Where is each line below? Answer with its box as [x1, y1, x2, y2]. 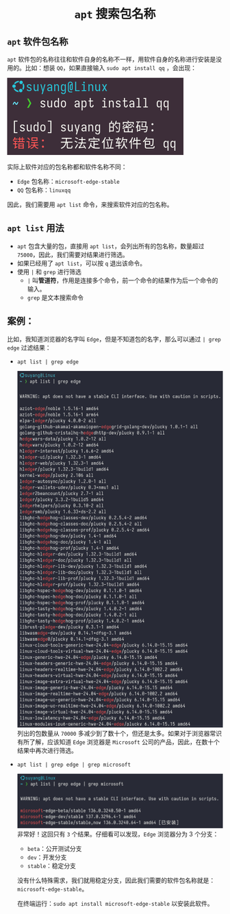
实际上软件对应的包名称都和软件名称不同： [7, 163, 127, 171]
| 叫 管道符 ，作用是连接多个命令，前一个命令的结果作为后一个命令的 [27, 276, 218, 285]
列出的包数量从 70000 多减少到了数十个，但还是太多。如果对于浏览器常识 [16, 729, 222, 737]
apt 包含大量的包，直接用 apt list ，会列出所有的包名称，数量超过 [16, 241, 205, 250]
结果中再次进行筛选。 [16, 746, 77, 754]
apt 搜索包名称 [74, 6, 156, 22]
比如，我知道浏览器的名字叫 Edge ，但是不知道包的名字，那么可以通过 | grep [7, 335, 221, 343]
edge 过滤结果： [7, 344, 51, 352]
